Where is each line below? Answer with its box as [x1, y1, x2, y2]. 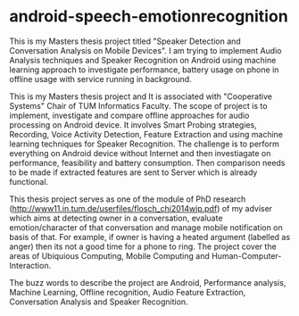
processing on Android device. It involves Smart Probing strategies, [9, 119, 257, 130]
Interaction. [9, 260, 52, 270]
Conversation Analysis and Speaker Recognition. [9, 296, 189, 307]
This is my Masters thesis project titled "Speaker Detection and [9, 36, 241, 46]
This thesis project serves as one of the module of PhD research [9, 194, 246, 204]
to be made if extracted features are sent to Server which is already [9, 167, 258, 178]
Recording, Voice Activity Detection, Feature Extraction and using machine [9, 129, 284, 139]
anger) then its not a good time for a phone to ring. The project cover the [9, 241, 277, 252]
